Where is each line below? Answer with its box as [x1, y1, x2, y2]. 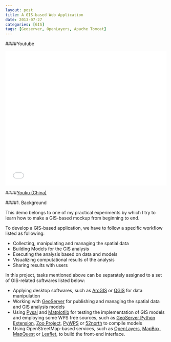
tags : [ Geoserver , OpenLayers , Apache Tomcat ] [5, 27, 106, 32]
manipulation [12, 293, 40, 299]
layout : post [5, 7, 33, 13]
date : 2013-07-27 [5, 17, 42, 22]
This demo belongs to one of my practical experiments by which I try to [5, 210, 156, 216]
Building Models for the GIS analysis [12, 246, 90, 252]
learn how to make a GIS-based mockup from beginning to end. [5, 215, 140, 221]
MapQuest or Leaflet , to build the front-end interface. [12, 331, 125, 337]
